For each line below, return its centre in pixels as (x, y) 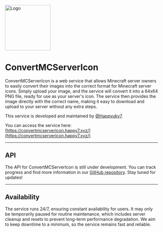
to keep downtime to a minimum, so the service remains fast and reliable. (78, 224)
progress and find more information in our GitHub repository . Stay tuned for (81, 172)
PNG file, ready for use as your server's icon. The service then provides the (81, 96)
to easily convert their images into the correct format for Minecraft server (78, 86)
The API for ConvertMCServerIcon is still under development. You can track (81, 167)
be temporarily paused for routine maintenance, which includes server (75, 214)
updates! (14, 177)
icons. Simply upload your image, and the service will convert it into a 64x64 (81, 91)
